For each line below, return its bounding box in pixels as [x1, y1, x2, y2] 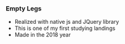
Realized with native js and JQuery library [14, 18, 120, 26]
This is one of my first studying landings [14, 24, 116, 32]
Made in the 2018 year [14, 31, 71, 38]
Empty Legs [5, 4, 42, 13]
